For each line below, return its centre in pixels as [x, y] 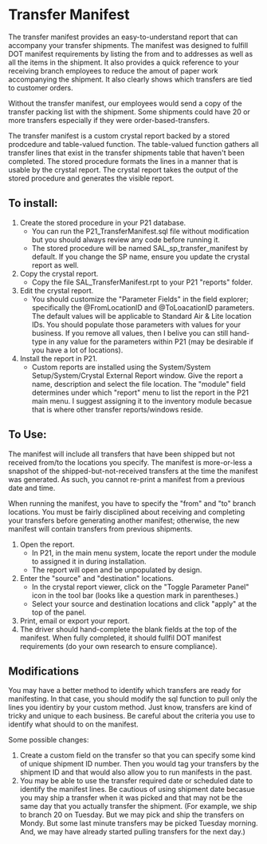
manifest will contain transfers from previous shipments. [100, 528]
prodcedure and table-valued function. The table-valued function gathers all [133, 144]
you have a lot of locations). [77, 350]
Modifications [44, 671]
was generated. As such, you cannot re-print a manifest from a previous [127, 479]
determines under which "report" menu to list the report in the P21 [140, 392]
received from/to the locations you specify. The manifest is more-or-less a [130, 462]
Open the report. [47, 544]
